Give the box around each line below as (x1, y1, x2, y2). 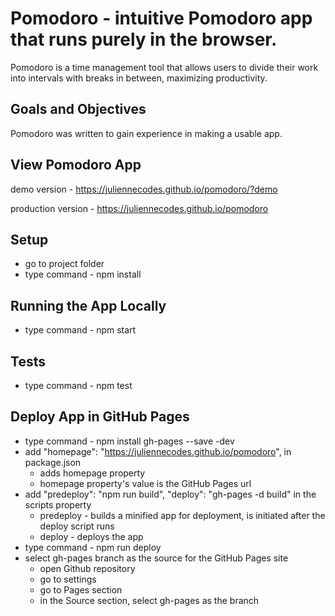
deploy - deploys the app (39, 530, 144, 542)
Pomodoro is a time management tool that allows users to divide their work (10, 61, 319, 73)
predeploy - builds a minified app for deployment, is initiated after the (39, 509, 326, 521)
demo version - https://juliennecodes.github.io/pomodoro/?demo (10, 183, 278, 195)
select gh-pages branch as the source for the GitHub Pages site (24, 552, 289, 564)
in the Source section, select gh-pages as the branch (39, 594, 260, 606)
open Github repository (39, 562, 136, 574)
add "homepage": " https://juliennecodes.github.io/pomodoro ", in (24, 445, 292, 457)
